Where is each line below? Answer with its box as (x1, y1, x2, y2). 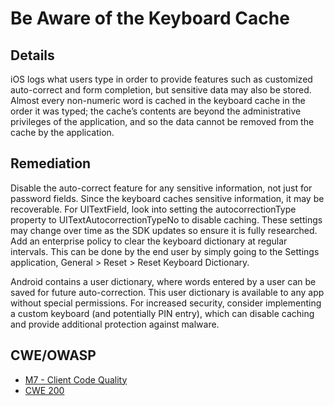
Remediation (10, 155, 92, 172)
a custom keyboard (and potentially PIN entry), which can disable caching (10, 307, 315, 319)
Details (10, 47, 55, 64)
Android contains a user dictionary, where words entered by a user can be (10, 275, 317, 287)
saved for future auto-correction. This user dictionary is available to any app (10, 286, 325, 298)
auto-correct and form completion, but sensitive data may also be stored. (10, 84, 312, 96)
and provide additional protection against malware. (10, 318, 220, 330)
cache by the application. (10, 127, 115, 138)
